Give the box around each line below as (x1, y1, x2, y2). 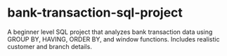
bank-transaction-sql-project (7, 5, 183, 21)
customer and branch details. (7, 42, 93, 50)
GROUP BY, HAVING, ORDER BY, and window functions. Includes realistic (7, 35, 220, 43)
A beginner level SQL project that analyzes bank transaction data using (7, 28, 213, 36)
